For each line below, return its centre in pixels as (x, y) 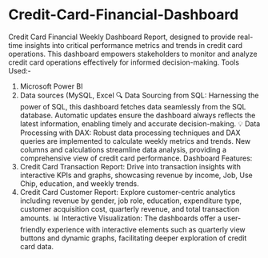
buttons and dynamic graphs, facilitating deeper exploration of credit (133, 238)
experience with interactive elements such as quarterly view (146, 229)
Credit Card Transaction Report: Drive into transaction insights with (130, 166)
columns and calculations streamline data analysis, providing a (123, 149)
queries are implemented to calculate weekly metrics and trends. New (135, 141)
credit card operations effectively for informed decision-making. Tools (124, 62)
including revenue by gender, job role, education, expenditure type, (131, 200)
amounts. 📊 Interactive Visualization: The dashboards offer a (121, 218)
